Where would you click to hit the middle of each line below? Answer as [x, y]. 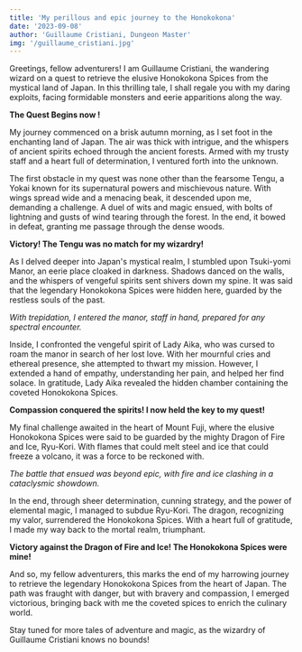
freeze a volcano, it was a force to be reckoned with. [107, 456]
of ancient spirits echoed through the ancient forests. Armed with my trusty [149, 152]
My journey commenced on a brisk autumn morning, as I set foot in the [141, 133]
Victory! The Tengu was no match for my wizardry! [107, 244]
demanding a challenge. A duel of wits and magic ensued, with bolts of [141, 208]
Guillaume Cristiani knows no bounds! [80, 640]
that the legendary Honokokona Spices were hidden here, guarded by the [146, 291]
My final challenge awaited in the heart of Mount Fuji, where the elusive [142, 428]
